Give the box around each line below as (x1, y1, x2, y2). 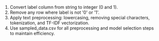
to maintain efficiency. (9, 31, 55, 36)
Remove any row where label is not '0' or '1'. (9, 9, 100, 15)
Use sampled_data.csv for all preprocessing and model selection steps (9, 25, 154, 31)
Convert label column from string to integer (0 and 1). (9, 4, 118, 10)
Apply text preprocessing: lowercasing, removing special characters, (9, 15, 150, 20)
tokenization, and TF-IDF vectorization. (9, 20, 90, 26)
